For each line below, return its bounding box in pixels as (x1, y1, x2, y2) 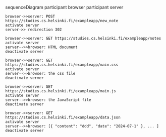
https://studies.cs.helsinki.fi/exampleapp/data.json (5, 115, 121, 120)
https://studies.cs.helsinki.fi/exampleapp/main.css (5, 62, 119, 67)
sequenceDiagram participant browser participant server (5, 5, 124, 10)
